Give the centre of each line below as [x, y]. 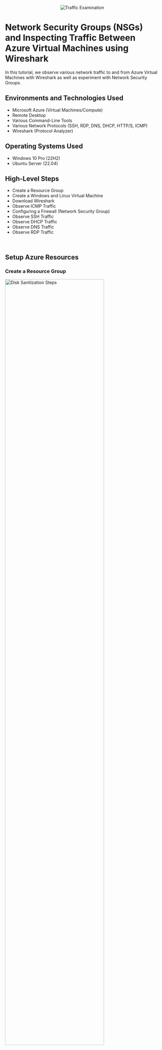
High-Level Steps [32, 178]
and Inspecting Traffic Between [70, 38]
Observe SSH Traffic [33, 216]
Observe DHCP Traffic [35, 222]
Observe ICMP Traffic [34, 206]
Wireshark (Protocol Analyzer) [43, 131]
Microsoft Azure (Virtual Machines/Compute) [58, 110]
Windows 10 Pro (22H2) [36, 158]
